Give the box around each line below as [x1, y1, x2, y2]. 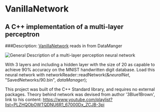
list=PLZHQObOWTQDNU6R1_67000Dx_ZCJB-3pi [5, 102, 105, 107]
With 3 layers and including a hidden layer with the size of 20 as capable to [5, 62, 155, 67]
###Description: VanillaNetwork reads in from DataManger [5, 43, 123, 49]
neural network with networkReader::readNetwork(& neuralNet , [5, 72, 130, 78]
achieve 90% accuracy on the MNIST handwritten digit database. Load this [5, 67, 155, 72]
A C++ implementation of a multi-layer [5, 23, 124, 31]
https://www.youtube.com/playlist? [43, 97, 113, 102]
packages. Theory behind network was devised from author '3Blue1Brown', [5, 92, 155, 97]
